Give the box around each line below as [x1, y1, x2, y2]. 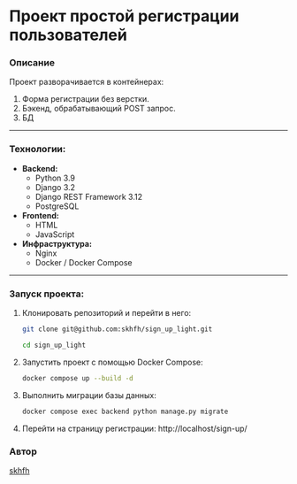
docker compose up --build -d [21, 373, 134, 382]
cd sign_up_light [21, 341, 87, 350]
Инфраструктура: [21, 238, 93, 249]
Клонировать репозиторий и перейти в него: [21, 308, 192, 319]
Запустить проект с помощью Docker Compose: [21, 357, 203, 367]
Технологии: [9, 143, 66, 156]
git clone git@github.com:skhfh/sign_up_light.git [21, 325, 213, 334]
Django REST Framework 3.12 [34, 191, 143, 202]
